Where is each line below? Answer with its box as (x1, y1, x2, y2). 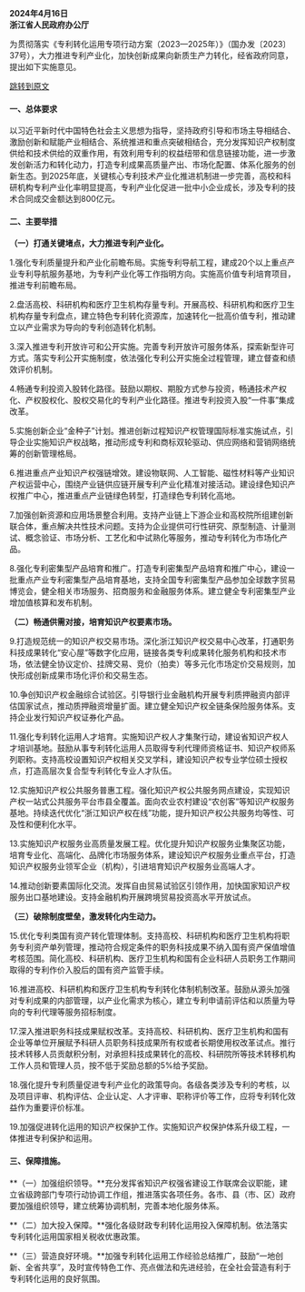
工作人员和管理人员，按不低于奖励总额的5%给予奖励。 (9, 1060, 213, 1071)
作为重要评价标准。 (16, 1102, 89, 1113)
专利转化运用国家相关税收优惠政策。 (9, 1231, 145, 1242)
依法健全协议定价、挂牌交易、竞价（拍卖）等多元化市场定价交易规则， (25, 659, 288, 670)
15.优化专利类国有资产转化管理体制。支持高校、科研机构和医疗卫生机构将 (9, 931, 282, 942)
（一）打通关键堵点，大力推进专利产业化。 (9, 237, 169, 248)
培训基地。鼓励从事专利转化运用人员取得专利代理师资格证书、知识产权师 (16, 742, 288, 753)
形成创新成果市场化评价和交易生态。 (16, 670, 152, 681)
